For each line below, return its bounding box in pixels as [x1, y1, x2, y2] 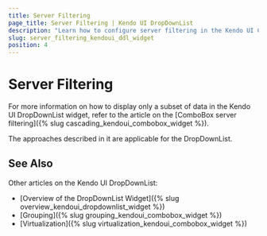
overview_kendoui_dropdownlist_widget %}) [19, 202, 165, 211]
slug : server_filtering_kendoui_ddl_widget [8, 33, 155, 42]
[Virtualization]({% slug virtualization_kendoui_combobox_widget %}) [19, 219, 248, 228]
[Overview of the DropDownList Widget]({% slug [19, 193, 180, 203]
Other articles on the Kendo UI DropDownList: [8, 178, 158, 188]
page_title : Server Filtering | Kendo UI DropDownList [8, 19, 194, 27]
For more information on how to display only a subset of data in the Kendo [8, 102, 251, 111]
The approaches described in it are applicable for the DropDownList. [8, 134, 233, 144]
